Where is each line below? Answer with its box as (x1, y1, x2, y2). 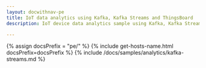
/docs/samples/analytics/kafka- (103, 49, 184, 56)
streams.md (6, 56, 37, 63)
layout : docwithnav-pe (6, 9, 64, 15)
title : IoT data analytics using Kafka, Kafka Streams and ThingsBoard (6, 15, 193, 21)
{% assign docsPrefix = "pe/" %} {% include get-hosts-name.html (6, 42, 174, 50)
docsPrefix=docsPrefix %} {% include (6, 49, 102, 56)
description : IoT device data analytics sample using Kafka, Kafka (6, 20, 183, 26)
